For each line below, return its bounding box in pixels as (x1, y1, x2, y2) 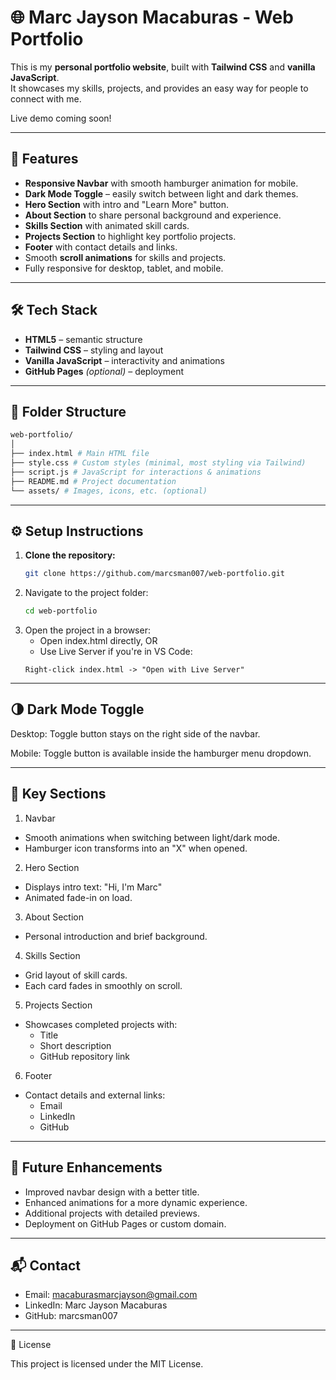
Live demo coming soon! (10, 112, 112, 124)
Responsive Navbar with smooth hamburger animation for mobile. (24, 177, 299, 189)
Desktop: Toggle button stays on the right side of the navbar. (10, 727, 261, 740)
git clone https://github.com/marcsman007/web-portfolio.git (24, 569, 286, 579)
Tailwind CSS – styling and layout (24, 344, 164, 356)
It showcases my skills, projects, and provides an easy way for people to (10, 82, 309, 94)
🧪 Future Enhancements (10, 1159, 163, 1176)
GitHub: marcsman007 (24, 1310, 118, 1322)
